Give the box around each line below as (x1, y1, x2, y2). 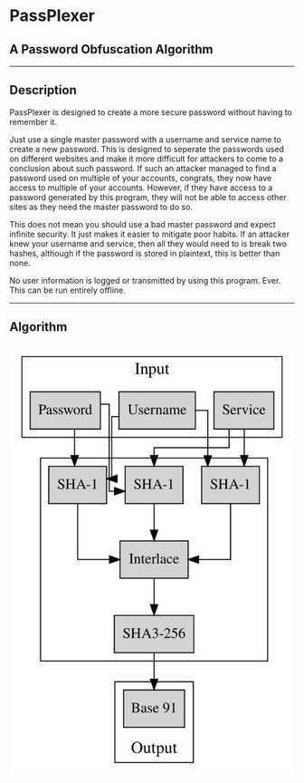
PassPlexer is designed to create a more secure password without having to (9, 106, 292, 118)
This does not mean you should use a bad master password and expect (9, 218, 276, 229)
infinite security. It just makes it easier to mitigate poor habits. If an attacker (9, 228, 290, 239)
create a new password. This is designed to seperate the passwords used (9, 143, 285, 154)
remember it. (9, 116, 57, 127)
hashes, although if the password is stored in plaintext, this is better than (9, 247, 280, 258)
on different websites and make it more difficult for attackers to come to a (9, 153, 283, 164)
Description (9, 82, 77, 98)
